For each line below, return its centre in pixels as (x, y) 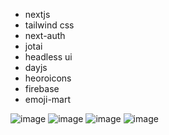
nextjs (37, 14)
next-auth (45, 35)
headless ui (48, 57)
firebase (42, 88)
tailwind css (49, 25)
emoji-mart (48, 99)
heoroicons (48, 78)
